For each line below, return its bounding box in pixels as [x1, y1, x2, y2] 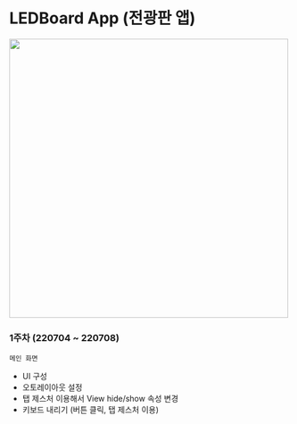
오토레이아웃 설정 [21, 382, 83, 393]
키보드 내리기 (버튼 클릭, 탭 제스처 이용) [21, 404, 159, 415]
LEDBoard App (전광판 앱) [9, 8, 196, 29]
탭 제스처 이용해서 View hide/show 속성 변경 [21, 394, 179, 404]
